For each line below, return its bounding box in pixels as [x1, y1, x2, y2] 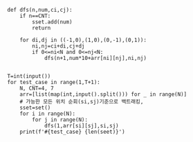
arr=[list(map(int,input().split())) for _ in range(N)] [19, 91, 187, 98]
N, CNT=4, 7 [19, 85, 54, 92]
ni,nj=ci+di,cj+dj [32, 43, 85, 50]
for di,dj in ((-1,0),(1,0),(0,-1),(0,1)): [19, 37, 147, 43]
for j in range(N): [32, 116, 89, 123]
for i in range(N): [19, 110, 76, 117]
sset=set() [19, 104, 51, 111]
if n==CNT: [19, 12, 51, 19]
